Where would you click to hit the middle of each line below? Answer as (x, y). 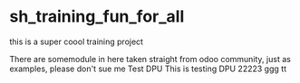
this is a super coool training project (76, 41)
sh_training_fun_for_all (97, 17)
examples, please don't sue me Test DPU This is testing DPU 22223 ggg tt (148, 69)
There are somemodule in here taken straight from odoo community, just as (150, 59)
